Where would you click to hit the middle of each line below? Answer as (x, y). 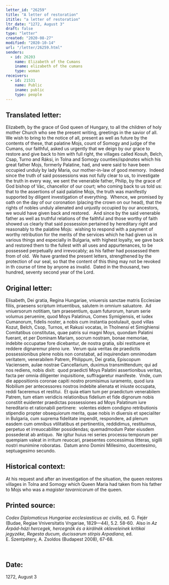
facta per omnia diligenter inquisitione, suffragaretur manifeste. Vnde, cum (84, 375)
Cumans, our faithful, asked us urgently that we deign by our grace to (78, 149)
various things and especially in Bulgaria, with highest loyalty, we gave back (84, 240)
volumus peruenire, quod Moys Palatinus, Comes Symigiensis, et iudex (79, 316)
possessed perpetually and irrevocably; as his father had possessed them (82, 251)
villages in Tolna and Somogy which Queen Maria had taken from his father (84, 484)
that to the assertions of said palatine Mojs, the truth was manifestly (76, 192)
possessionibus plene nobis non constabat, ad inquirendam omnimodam (81, 354)
